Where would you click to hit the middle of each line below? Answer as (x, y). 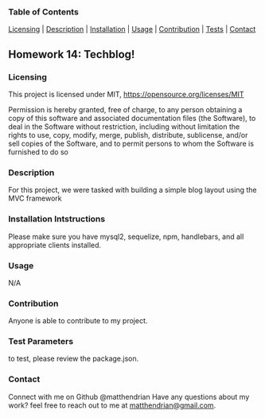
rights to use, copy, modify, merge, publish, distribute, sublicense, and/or (128, 135)
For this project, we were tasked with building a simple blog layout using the (132, 190)
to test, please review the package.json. (74, 359)
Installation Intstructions (57, 219)
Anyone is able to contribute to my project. (78, 321)
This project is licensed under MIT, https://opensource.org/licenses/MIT (126, 94)
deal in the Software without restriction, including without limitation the (124, 127)
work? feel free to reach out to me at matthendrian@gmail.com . (112, 405)
